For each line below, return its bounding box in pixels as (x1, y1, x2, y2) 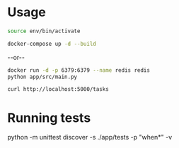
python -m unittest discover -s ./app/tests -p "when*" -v (7, 133, 173, 142)
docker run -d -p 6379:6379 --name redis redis (7, 66, 151, 74)
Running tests (7, 110, 91, 125)
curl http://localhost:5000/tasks (7, 86, 110, 93)
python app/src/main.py (7, 73, 78, 80)
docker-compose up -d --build (7, 40, 97, 47)
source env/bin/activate (7, 27, 81, 35)
